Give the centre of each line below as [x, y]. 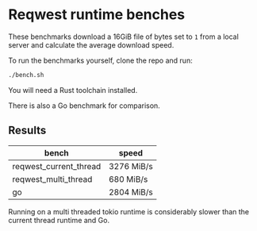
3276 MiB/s [130, 166]
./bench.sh [26, 75]
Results [27, 131]
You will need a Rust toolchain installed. [73, 90]
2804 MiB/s [130, 192]
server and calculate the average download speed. [91, 44]
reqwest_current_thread [57, 166]
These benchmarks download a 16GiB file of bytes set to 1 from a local [124, 37]
